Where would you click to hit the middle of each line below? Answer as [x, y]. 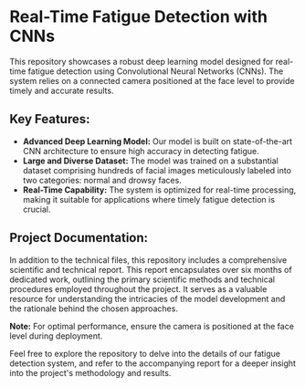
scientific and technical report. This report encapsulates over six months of [151, 269]
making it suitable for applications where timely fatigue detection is [149, 199]
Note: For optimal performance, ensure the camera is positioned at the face [152, 326]
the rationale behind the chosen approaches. [94, 309]
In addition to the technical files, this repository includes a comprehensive [148, 260]
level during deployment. [56, 336]
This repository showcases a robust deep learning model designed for [142, 61]
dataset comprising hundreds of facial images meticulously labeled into [157, 170]
